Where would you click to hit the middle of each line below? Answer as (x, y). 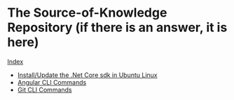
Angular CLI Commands (52, 82)
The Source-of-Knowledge (87, 13)
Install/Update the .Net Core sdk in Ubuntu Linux (87, 75)
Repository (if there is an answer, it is (117, 27)
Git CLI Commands (44, 90)
